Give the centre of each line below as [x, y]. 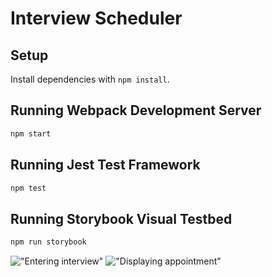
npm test [28, 188]
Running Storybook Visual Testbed [121, 218]
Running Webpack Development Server [136, 110]
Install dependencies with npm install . [90, 79]
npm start [31, 133]
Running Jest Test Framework [105, 165]
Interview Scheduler [96, 18]
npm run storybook [48, 242]
